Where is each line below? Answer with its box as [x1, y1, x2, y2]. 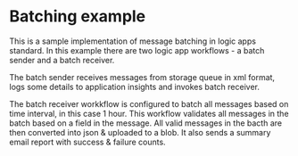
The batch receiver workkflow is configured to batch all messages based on [9, 98, 289, 109]
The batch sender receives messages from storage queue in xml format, [9, 71, 275, 82]
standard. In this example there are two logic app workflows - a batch [9, 45, 265, 55]
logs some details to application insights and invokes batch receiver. [9, 81, 261, 92]
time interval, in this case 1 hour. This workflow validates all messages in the [9, 108, 289, 119]
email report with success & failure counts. [9, 136, 167, 147]
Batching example [9, 6, 146, 27]
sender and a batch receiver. [9, 54, 115, 65]
